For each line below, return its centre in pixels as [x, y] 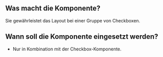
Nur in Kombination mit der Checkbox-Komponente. [67, 49]
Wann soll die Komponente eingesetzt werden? [82, 37]
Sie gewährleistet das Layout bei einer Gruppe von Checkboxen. [73, 20]
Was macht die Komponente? [53, 8]
